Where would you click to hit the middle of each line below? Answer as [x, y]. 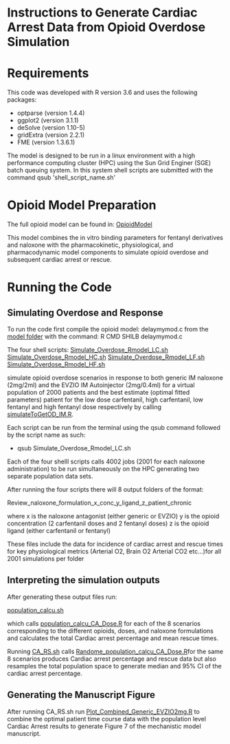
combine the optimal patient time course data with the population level [107, 719]
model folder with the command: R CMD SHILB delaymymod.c [95, 337]
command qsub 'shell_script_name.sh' [61, 177]
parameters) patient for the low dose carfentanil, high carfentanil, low [105, 400]
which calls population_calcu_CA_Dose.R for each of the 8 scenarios [104, 623]
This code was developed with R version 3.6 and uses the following [102, 92]
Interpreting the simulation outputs [83, 580]
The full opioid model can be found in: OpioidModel [80, 224]
